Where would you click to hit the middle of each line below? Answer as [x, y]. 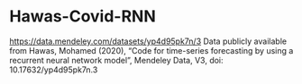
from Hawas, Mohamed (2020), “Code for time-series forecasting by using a [151, 50]
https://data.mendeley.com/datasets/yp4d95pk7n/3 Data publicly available [148, 41]
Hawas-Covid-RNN [82, 17]
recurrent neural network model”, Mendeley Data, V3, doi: [116, 60]
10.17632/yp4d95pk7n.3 [54, 70]
